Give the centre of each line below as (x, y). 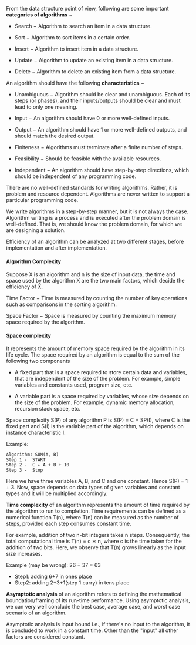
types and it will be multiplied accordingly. (57, 493)
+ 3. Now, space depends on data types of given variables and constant (93, 488)
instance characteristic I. (36, 433)
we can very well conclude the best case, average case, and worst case (93, 607)
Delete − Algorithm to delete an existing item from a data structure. (95, 72)
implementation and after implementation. (57, 248)
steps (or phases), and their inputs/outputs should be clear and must (97, 100)
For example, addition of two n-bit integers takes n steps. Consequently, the (98, 535)
